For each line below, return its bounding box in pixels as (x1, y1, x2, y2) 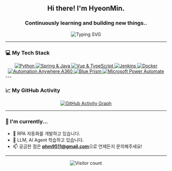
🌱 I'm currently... (5, 118, 48, 125)
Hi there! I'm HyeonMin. (47, 4, 125, 13)
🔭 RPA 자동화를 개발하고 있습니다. (12, 130, 80, 137)
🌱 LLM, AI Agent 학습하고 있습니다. (12, 137, 84, 143)
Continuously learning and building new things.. (25, 20, 147, 27)
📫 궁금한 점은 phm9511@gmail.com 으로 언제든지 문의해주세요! (12, 143, 142, 149)
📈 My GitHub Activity (5, 87, 60, 94)
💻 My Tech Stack (5, 49, 50, 56)
